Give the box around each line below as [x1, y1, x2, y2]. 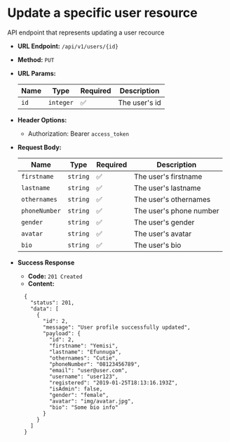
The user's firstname [133, 171, 203, 181]
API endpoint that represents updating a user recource [7, 28, 165, 37]
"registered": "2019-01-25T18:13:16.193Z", [48, 379, 178, 386]
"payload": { [43, 329, 81, 337]
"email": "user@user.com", [48, 367, 128, 374]
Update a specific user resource [7, 5, 198, 21]
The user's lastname [133, 183, 201, 193]
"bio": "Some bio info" [48, 403, 119, 411]
